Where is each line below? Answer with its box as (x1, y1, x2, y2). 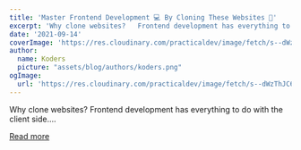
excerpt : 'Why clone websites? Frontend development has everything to (9, 21, 291, 30)
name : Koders (17, 54, 66, 63)
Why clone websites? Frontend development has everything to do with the (9, 104, 284, 114)
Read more (9, 130, 50, 141)
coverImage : (9, 37, 54, 47)
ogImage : (9, 71, 42, 80)
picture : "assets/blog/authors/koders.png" (17, 63, 182, 72)
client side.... (9, 113, 56, 124)
